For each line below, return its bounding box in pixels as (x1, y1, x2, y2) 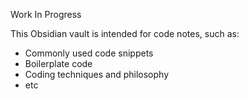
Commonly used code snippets (24, 47, 154, 59)
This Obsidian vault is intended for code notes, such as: (10, 28, 240, 39)
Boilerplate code (24, 58, 93, 69)
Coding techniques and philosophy (24, 69, 170, 80)
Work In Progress (10, 9, 82, 20)
